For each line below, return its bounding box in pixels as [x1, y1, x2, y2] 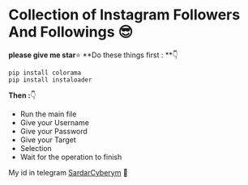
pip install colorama [8, 69, 82, 77]
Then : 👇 [8, 90, 36, 100]
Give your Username [19, 117, 89, 127]
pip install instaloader [8, 75, 92, 84]
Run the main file [19, 109, 77, 119]
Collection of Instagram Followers [8, 6, 241, 24]
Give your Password [19, 126, 88, 136]
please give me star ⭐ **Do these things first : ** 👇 [8, 50, 178, 60]
